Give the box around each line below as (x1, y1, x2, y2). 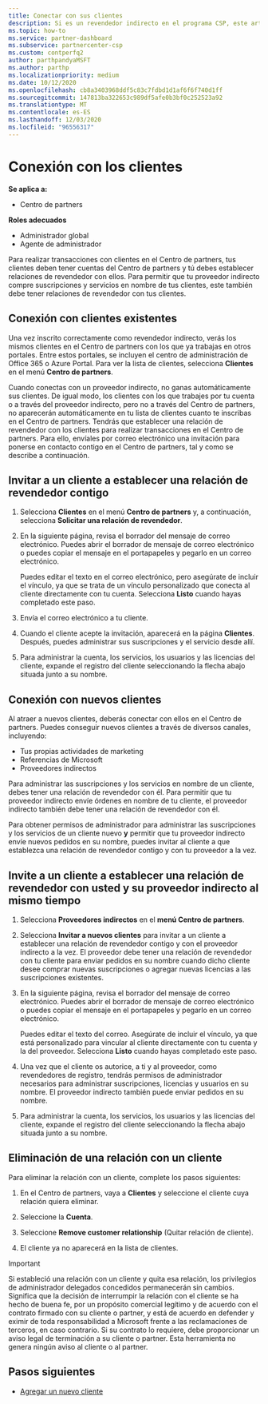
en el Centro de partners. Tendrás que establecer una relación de (8, 417, 223, 426)
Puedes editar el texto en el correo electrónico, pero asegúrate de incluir (19, 572, 259, 582)
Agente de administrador (19, 239, 102, 249)
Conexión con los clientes (8, 158, 183, 176)
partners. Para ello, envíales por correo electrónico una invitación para (8, 433, 240, 443)
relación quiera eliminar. (19, 1196, 99, 1206)
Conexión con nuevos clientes (8, 692, 162, 706)
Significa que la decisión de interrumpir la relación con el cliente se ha (8, 1290, 239, 1300)
